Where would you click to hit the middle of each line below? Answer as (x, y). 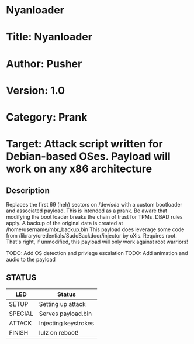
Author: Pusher (44, 63)
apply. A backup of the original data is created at (65, 223)
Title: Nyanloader (49, 37)
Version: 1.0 (36, 90)
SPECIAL (21, 314)
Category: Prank (47, 117)
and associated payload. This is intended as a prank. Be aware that (87, 211)
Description (28, 190)
